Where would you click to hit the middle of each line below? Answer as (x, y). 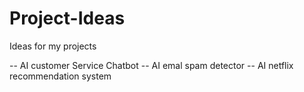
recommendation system (60, 76)
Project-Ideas (67, 18)
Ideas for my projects (53, 46)
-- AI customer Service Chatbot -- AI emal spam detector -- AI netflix (151, 65)
